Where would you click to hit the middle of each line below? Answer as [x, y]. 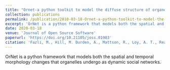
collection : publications [32, 14]
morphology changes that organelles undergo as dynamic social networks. [83, 62]
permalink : [17, 19]
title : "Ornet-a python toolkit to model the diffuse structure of [78, 10]
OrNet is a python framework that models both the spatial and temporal [80, 56]
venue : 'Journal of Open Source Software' [51, 33]
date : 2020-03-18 [24, 28]
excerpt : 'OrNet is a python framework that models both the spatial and [85, 24]
